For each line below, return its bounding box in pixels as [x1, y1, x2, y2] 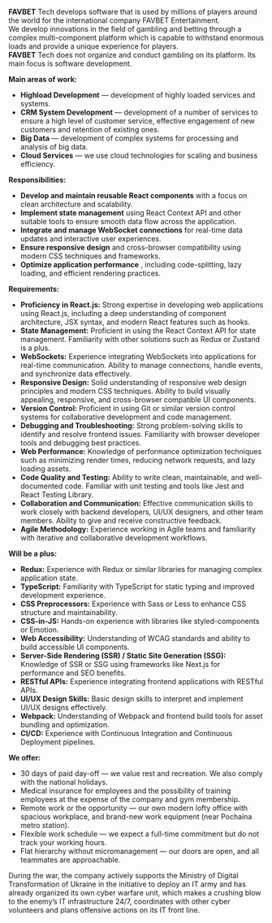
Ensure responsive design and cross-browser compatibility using [19, 243, 241, 252]
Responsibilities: [8, 175, 67, 184]
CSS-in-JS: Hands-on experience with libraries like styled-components [19, 617, 260, 626]
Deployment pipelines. [19, 737, 96, 747]
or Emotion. [19, 625, 59, 635]
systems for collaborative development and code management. [19, 412, 232, 422]
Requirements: [8, 284, 59, 293]
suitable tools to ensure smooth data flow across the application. [19, 217, 237, 226]
